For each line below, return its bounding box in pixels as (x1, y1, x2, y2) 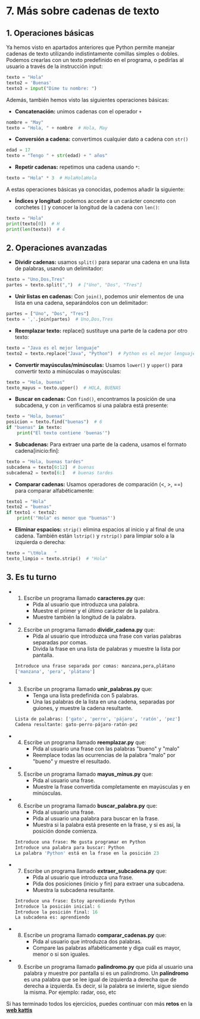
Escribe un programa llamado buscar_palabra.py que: (23, 802, 158, 810)
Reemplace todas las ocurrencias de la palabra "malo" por (32, 752, 176, 759)
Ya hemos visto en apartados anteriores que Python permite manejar (6, 44, 175, 51)
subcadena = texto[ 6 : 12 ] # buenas (6, 464, 95, 470)
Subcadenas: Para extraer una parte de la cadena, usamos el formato (14, 440, 187, 448)
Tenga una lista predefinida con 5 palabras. (32, 692, 139, 699)
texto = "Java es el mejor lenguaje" (6, 345, 100, 351)
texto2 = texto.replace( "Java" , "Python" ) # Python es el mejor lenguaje (6, 350, 196, 356)
